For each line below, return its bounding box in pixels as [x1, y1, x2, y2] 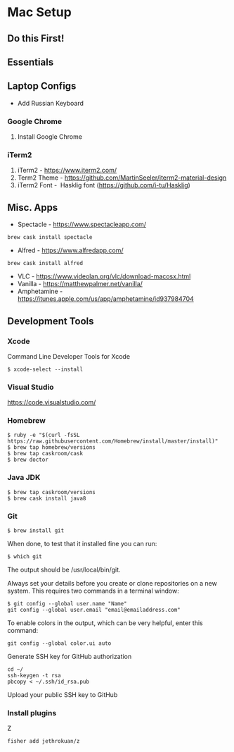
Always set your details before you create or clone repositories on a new [7, 579, 218, 588]
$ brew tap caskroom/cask [7, 450, 83, 457]
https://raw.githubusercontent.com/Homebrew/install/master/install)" [7, 438, 219, 445]
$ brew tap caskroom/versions [7, 488, 96, 495]
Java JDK [7, 473, 41, 483]
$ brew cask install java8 [7, 495, 86, 502]
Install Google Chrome [17, 132, 83, 141]
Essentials [7, 56, 54, 68]
